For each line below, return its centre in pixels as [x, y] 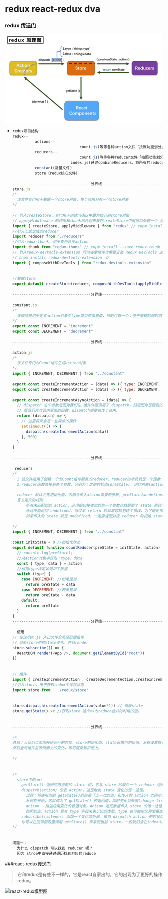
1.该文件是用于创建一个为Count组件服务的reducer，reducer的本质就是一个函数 [89, 479]
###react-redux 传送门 [28, 864]
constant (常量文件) [53, 168]
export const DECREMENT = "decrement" [53, 331]
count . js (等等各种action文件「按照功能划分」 [122, 147]
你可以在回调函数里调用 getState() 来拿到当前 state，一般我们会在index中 [92, 822]
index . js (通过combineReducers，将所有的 [111, 163]
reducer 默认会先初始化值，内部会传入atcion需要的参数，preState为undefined [91, 495]
